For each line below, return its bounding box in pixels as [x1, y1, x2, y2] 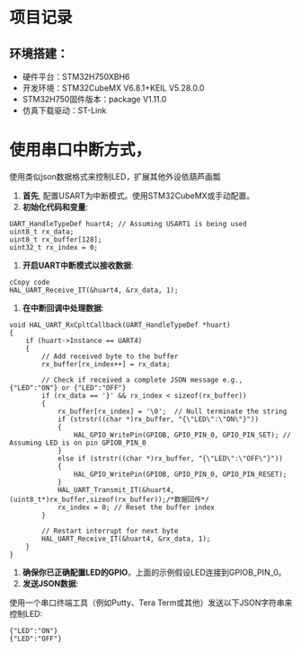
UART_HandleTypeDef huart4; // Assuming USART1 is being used [9, 219, 247, 228]
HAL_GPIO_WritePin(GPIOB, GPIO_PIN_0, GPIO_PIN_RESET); [73, 470, 288, 479]
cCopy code [9, 278, 50, 286]
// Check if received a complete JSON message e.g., [41, 375, 243, 384]
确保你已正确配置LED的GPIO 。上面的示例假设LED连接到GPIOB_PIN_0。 [22, 567, 287, 577]
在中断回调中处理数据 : [22, 302, 104, 313]
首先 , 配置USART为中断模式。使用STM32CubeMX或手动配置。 [22, 189, 255, 201]
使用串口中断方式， [9, 140, 152, 161]
